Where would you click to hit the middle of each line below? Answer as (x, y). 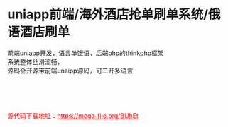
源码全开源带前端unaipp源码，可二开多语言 (70, 71)
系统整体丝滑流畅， (36, 61)
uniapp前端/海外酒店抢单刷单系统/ (108, 14)
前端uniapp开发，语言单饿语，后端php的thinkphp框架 (86, 53)
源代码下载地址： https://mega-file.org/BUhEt (73, 115)
